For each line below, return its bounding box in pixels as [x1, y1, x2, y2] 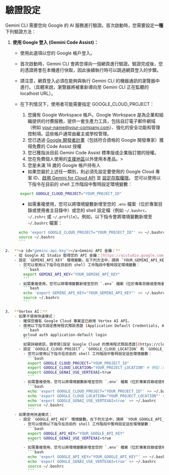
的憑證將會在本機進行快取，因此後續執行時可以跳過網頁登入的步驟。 [20, 67, 161, 73]
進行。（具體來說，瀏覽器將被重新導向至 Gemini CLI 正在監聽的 [20, 84, 149, 90]
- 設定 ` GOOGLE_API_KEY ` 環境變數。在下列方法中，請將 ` [18, 417, 128, 422]
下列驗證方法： [5, 28, 36, 34]
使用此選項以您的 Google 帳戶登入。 [20, 50, 95, 56]
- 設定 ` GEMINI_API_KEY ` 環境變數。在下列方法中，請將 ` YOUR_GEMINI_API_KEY [14, 258, 167, 263]
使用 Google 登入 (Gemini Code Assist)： [12, 39, 99, 45]
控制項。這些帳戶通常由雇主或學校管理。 [27, 131, 112, 137]
